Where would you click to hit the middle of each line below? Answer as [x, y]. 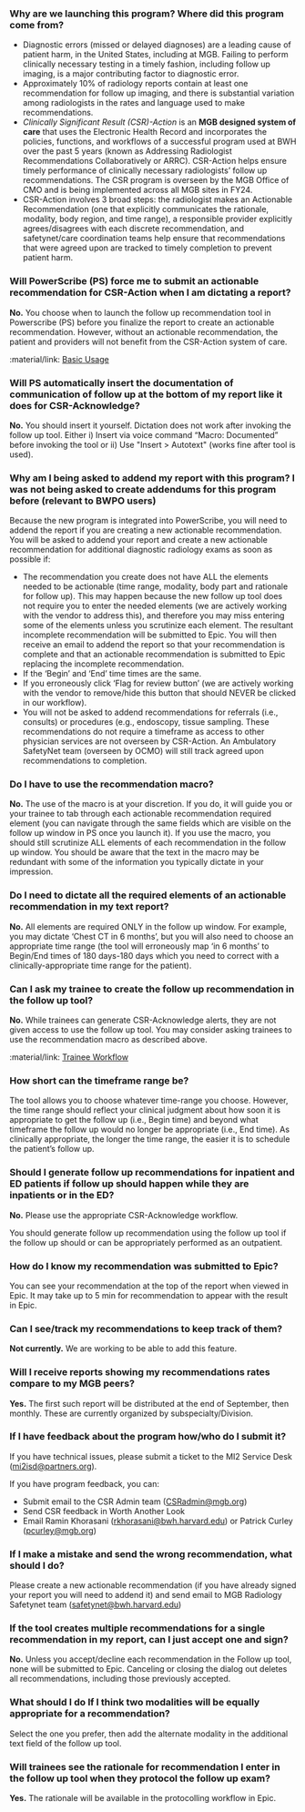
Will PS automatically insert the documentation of [122, 382]
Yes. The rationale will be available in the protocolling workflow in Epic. [142, 1798]
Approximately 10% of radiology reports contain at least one [135, 84]
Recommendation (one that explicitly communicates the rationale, [146, 209]
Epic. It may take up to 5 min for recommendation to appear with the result [149, 1295]
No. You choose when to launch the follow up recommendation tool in [140, 312]
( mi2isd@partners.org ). [53, 1466]
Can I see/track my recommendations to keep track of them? [146, 1328]
